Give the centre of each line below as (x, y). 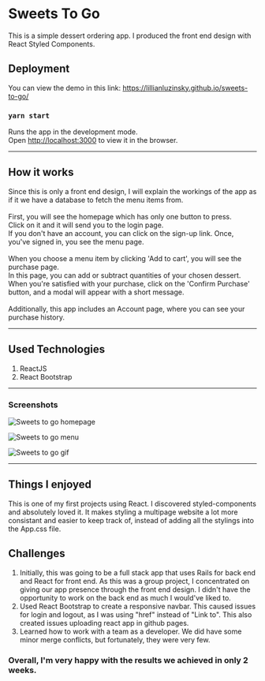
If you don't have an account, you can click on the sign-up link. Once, (121, 233)
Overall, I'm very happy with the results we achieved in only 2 (128, 660)
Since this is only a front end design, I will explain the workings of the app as (132, 191)
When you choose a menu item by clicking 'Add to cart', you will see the (125, 258)
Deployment (39, 69)
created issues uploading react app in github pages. (104, 623)
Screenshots (33, 405)
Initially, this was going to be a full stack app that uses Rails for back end (138, 572)
